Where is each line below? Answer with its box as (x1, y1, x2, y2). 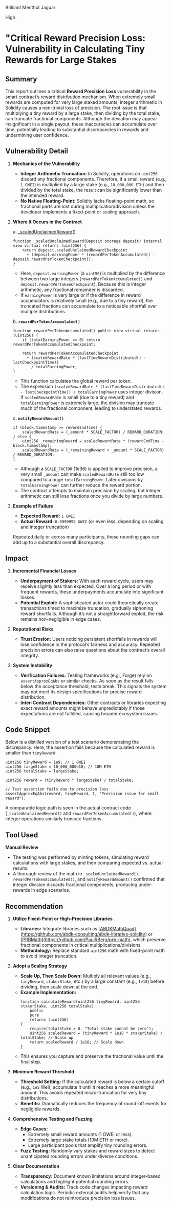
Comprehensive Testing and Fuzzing (12, 1116, 93, 1122)
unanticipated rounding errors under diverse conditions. (20, 1153, 139, 1159)
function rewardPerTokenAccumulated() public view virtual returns (12, 328, 160, 333)
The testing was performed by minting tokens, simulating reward (12, 854, 149, 860)
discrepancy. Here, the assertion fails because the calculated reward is (5, 744, 155, 750)
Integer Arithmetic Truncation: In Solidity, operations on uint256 (20, 170, 158, 176)
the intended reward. (20, 192, 65, 199)
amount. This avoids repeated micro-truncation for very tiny (20, 1090, 147, 1096)
